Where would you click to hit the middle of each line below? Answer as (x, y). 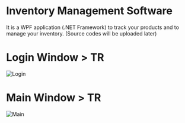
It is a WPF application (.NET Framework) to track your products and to (93, 27)
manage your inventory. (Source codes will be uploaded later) (82, 33)
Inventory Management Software (90, 11)
